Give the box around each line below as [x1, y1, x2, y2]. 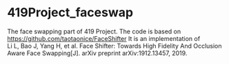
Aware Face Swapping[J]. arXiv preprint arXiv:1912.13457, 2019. [7, 49, 188, 57]
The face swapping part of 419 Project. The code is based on [7, 27, 181, 35]
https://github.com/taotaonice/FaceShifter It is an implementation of [7, 34, 201, 42]
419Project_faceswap [7, 5, 133, 20]
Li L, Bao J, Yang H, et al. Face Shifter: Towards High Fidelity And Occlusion [7, 42, 222, 50]
